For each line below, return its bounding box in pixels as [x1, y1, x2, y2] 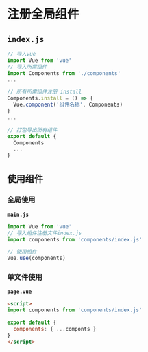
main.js [7, 211, 29, 218]
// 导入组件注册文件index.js [7, 230, 82, 236]
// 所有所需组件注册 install [7, 89, 82, 96]
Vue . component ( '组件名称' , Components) [13, 101, 123, 109]
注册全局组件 [7, 6, 80, 22]
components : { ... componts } [13, 326, 97, 333]
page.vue [7, 288, 32, 296]
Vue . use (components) [7, 255, 66, 262]
